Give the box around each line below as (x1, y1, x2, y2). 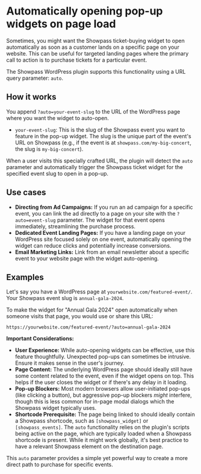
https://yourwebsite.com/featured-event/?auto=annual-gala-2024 (6, 324, 171, 330)
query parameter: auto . (6, 74, 63, 82)
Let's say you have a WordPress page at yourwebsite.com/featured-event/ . (6, 288, 193, 295)
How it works (6, 92, 57, 102)
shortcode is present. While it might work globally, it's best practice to (14, 437, 189, 444)
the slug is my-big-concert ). (14, 145, 84, 152)
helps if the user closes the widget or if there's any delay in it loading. (14, 379, 188, 386)
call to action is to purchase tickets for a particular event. (6, 56, 147, 63)
